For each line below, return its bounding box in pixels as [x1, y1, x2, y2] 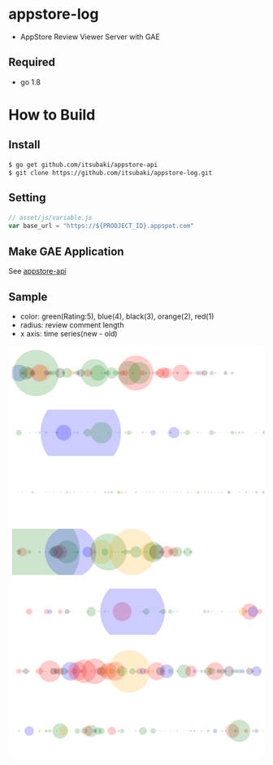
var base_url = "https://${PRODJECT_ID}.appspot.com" [8, 222, 195, 231]
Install [8, 138, 41, 152]
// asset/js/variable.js [8, 213, 93, 222]
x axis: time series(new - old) [19, 328, 118, 338]
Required [8, 55, 55, 69]
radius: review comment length [19, 319, 124, 330]
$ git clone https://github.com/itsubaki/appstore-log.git [8, 169, 213, 177]
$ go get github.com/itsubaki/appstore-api [8, 160, 158, 169]
